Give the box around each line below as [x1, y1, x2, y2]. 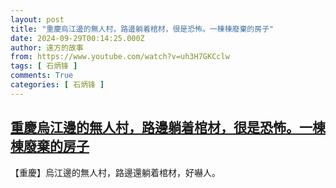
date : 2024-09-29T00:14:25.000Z [10, 33, 145, 43]
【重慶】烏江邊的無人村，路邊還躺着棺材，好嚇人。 [10, 166, 221, 178]
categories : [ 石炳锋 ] [10, 80, 105, 90]
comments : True [10, 71, 74, 81]
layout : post [10, 14, 65, 25]
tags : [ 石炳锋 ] [10, 61, 78, 71]
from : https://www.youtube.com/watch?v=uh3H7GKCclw [10, 52, 230, 62]
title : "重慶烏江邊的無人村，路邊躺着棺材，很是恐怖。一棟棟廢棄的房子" [10, 24, 275, 34]
